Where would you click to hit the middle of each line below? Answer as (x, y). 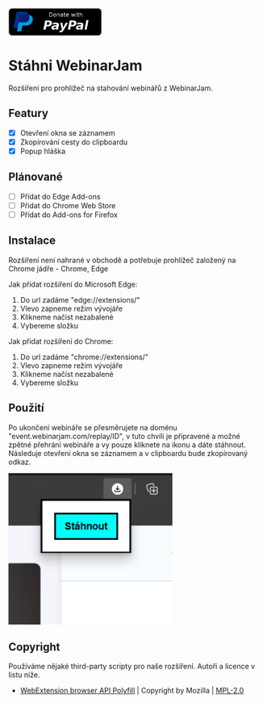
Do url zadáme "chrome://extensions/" (84, 357)
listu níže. (24, 675)
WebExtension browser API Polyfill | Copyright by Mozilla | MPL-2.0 (132, 691)
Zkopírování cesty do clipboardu (74, 142)
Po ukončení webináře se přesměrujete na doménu (93, 427)
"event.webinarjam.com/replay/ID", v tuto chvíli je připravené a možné (124, 436)
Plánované (35, 177)
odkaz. (20, 462)
